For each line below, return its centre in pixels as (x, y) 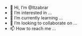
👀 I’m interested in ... (31, 13)
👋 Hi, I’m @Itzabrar (29, 8)
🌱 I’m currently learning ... (36, 18)
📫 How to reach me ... (33, 28)
